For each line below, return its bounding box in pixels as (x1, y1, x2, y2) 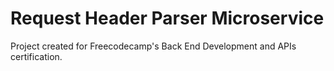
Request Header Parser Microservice (10, 7, 325, 30)
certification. (10, 50, 63, 62)
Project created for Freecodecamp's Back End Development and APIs (10, 40, 297, 52)
